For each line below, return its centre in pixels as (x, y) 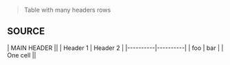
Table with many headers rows (67, 10)
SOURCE (26, 31)
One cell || (22, 55)
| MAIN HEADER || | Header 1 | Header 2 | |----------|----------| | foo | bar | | (115, 48)
